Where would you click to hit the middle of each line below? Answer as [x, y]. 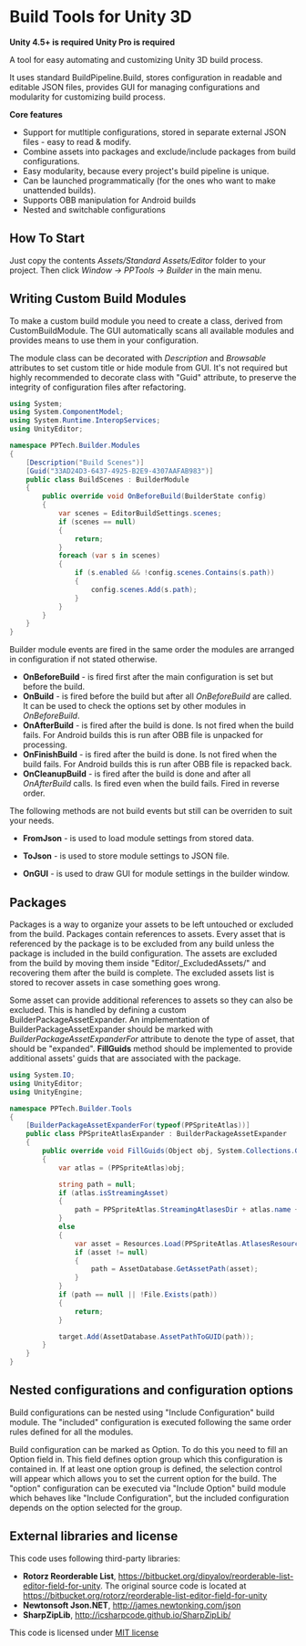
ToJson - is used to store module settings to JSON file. [126, 856]
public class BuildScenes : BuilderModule [107, 479]
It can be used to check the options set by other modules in [134, 706]
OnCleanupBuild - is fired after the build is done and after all [137, 774]
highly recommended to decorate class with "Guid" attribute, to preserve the [153, 377]
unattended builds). [59, 190]
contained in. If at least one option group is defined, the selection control [146, 1469]
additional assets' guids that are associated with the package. [125, 1058]
